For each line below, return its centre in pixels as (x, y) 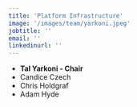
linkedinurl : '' (35, 46)
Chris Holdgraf (44, 86)
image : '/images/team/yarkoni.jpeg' (69, 23)
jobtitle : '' (30, 31)
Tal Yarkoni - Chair (51, 68)
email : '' (25, 38)
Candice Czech (45, 77)
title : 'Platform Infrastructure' (66, 16)
